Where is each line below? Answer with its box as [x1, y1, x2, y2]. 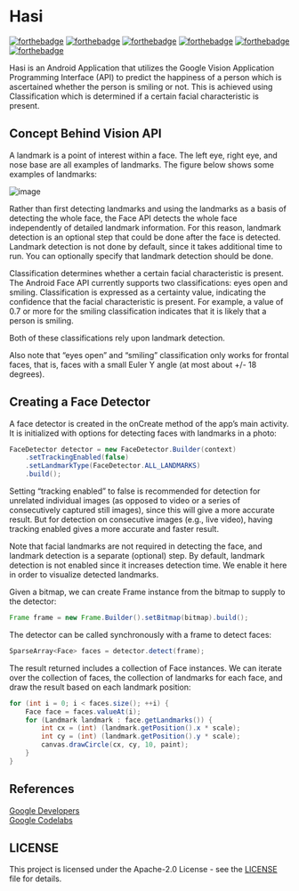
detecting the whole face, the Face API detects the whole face [9, 212, 238, 224]
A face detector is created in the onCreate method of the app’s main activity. [9, 418, 289, 429]
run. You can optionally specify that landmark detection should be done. [9, 250, 274, 261]
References [9, 781, 75, 797]
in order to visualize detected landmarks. [9, 569, 159, 580]
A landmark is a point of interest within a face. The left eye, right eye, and [9, 150, 278, 160]
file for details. [9, 873, 62, 884]
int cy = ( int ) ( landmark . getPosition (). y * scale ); [41, 732, 241, 741]
